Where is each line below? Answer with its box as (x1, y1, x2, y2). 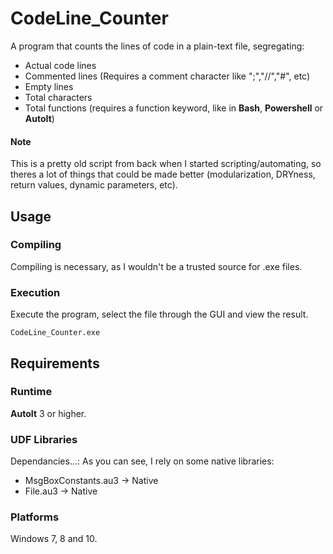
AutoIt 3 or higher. (10, 407, 87, 419)
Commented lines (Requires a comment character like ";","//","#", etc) (24, 70, 311, 82)
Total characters (24, 91, 93, 103)
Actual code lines (24, 59, 97, 71)
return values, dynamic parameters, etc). (10, 179, 178, 191)
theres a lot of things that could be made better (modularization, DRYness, (10, 168, 316, 181)
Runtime (10, 385, 53, 399)
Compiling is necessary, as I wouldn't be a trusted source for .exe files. (10, 260, 303, 272)
